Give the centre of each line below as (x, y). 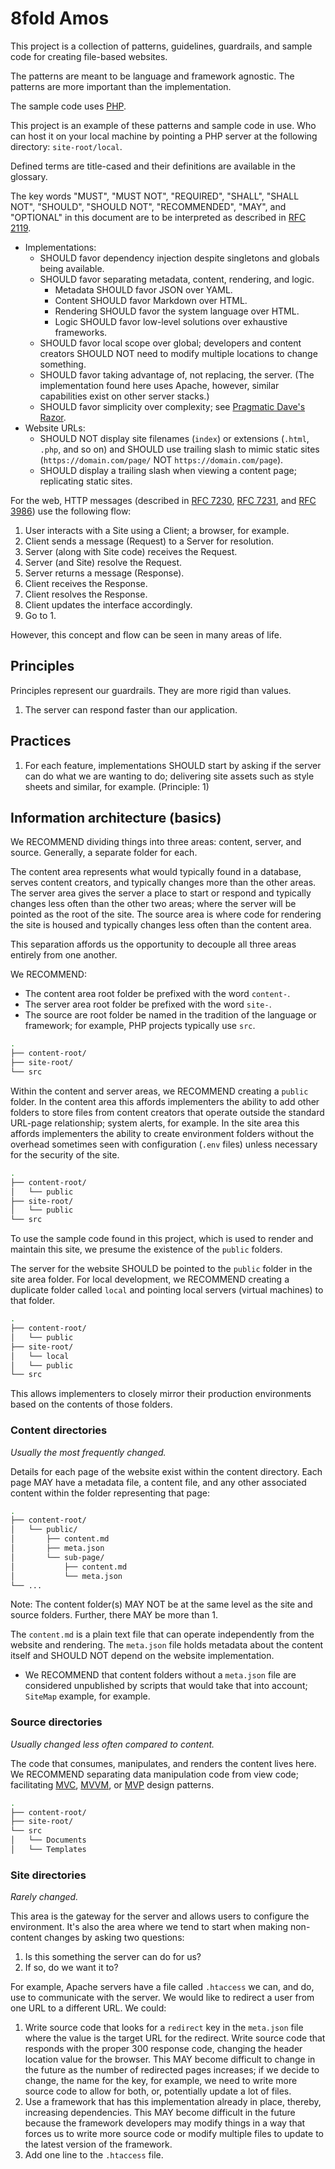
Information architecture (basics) (116, 817)
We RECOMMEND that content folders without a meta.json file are (160, 1675)
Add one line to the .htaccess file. (94, 2155)
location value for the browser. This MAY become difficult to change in (170, 2059)
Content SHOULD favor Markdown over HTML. (151, 300)
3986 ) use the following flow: (71, 511)
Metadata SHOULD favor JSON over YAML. (143, 289)
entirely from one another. (64, 955)
